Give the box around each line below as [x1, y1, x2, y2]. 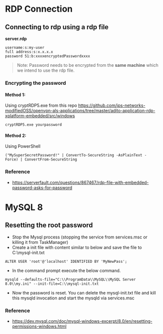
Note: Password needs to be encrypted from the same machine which [17, 62, 159, 68]
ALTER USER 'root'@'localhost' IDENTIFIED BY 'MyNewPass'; [5, 259, 127, 264]
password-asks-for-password [12, 184, 72, 191]
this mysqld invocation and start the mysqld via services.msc [12, 295, 135, 301]
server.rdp [5, 36, 27, 41]
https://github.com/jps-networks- [78, 102, 145, 108]
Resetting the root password [5, 221, 93, 230]
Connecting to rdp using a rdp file [5, 23, 109, 31]
